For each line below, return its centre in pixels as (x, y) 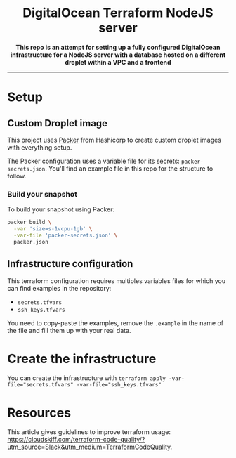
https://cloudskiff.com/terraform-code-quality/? (76, 440)
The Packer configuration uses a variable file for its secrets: (94, 161)
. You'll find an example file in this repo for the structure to (129, 168)
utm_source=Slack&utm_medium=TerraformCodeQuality (89, 447)
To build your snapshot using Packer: (61, 209)
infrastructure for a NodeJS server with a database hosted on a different (118, 55)
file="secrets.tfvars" (40, 385)
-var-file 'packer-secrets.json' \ (66, 235)
